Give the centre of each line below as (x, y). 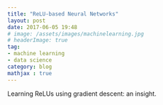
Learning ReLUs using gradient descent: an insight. (82, 94)
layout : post (27, 21)
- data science (30, 60)
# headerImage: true (38, 40)
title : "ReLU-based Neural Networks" (63, 14)
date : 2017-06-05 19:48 (43, 27)
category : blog (30, 67)
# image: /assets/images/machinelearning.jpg (75, 34)
